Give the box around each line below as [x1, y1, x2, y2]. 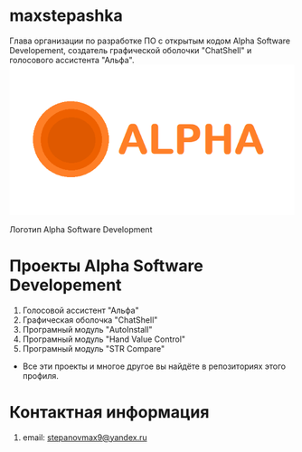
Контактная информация [9, 401, 210, 422]
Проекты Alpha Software [9, 255, 203, 276]
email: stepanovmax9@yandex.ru [22, 431, 147, 443]
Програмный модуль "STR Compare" [22, 343, 165, 353]
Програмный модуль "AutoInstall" [22, 324, 153, 334]
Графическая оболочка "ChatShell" [22, 314, 158, 325]
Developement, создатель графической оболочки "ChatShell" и [9, 44, 252, 55]
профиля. [22, 370, 59, 381]
